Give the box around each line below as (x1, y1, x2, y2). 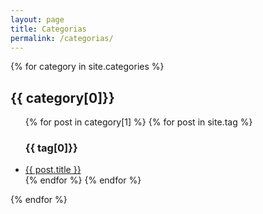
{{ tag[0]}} (24, 141, 78, 155)
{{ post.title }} (24, 164, 82, 176)
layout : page (10, 14, 65, 25)
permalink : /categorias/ (10, 33, 114, 43)
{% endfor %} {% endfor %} (24, 174, 142, 186)
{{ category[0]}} (10, 89, 115, 106)
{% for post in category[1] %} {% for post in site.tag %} (24, 116, 253, 128)
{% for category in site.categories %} (10, 61, 165, 73)
